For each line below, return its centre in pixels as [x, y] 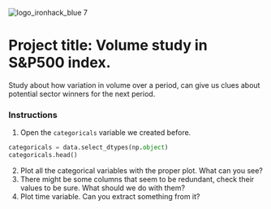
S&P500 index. [60, 63]
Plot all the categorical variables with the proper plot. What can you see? [142, 170]
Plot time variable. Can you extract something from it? [110, 196]
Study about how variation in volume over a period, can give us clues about [134, 85]
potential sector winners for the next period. [82, 94]
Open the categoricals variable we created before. [105, 133]
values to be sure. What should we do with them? [102, 188]
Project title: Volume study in [108, 46]
